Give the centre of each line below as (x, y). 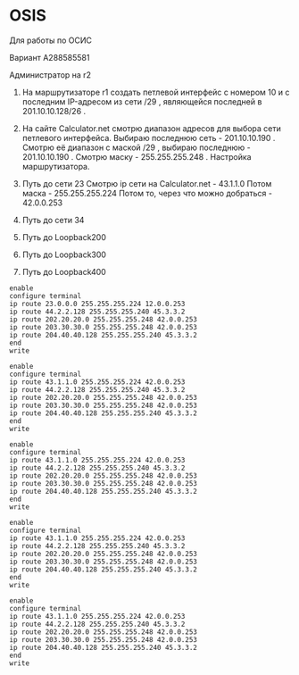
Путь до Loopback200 (64, 237)
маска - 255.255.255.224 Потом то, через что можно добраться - (147, 193)
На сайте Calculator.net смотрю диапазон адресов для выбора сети (151, 128)
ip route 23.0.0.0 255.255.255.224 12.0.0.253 (97, 304)
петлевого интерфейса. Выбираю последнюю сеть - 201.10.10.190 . (149, 137)
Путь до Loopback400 (64, 271)
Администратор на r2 (50, 75)
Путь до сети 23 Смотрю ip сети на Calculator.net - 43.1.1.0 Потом (147, 183)
